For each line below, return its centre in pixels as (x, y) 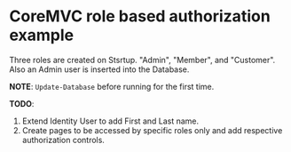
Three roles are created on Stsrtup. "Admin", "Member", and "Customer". (142, 60)
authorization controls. (63, 140)
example (42, 35)
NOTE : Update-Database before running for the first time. (112, 86)
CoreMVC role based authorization (140, 16)
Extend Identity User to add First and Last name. (110, 121)
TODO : (22, 103)
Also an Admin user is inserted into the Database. (99, 69)
